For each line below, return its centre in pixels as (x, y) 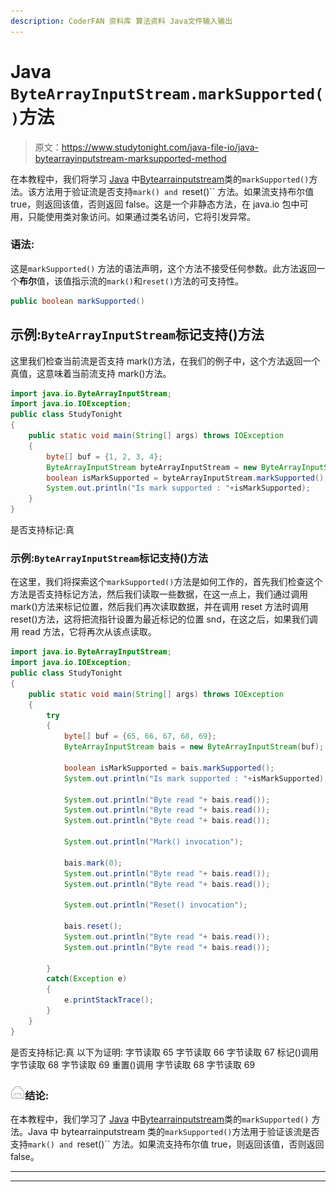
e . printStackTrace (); (109, 1000)
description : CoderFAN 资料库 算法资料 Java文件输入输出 (121, 21)
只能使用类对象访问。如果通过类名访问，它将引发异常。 (141, 216)
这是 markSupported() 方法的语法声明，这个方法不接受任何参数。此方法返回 (163, 268)
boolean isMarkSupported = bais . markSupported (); (169, 768)
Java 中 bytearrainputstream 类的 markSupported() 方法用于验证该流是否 (173, 1132)
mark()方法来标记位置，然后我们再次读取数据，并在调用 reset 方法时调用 (159, 607)
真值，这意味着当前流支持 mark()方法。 (91, 373)
